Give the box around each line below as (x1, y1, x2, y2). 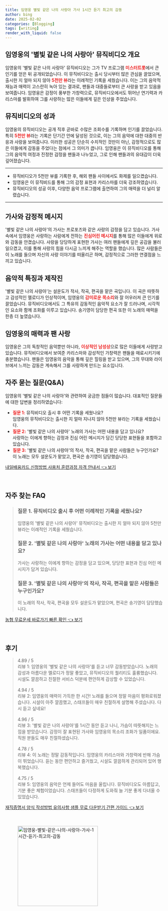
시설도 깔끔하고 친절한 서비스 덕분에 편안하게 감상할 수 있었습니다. (17, 676, 146, 682)
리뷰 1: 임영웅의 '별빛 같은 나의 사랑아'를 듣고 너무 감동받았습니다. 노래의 (17, 663, 158, 669)
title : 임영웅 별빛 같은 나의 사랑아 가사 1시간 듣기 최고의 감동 (5, 7, 122, 13)
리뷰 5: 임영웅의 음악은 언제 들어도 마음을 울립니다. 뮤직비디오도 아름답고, (17, 781, 160, 787)
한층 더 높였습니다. (5, 314, 41, 320)
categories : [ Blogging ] (5, 21, 55, 27)
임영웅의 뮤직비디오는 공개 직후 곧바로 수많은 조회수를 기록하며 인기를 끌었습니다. (5, 126, 163, 132)
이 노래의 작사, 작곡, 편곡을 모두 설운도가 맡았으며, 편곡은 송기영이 (17, 599, 145, 606)
